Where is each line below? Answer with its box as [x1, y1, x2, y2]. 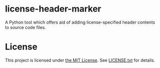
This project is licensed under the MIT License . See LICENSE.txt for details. [5, 57, 155, 63]
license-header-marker [5, 3, 102, 14]
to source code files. [5, 24, 46, 30]
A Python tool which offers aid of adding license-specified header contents [5, 19, 155, 25]
